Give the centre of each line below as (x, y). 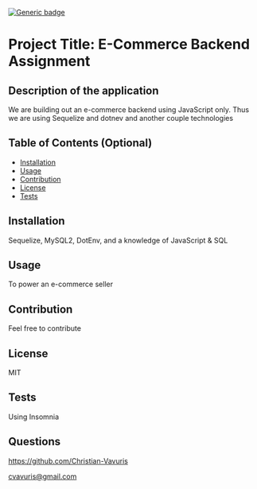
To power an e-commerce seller (61, 284)
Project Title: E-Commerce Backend (129, 45)
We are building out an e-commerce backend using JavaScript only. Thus (128, 110)
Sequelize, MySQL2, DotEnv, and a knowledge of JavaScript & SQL (118, 240)
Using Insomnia (34, 417)
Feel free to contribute (45, 328)
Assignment (49, 62)
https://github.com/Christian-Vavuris (68, 460)
